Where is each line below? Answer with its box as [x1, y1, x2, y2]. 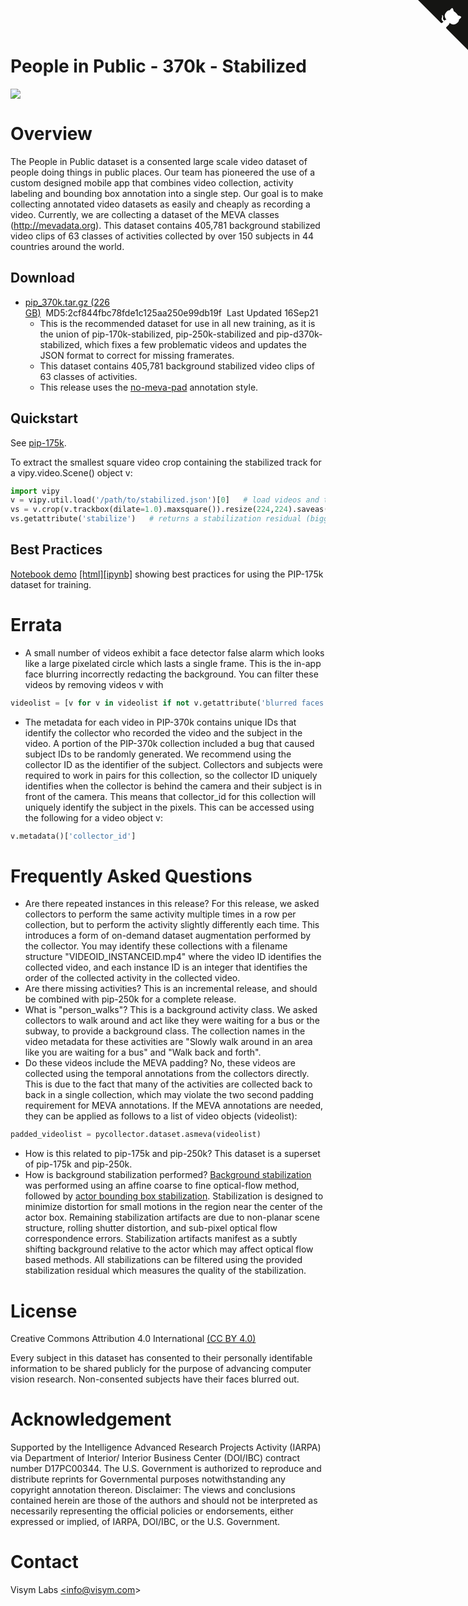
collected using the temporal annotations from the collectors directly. [24, 1068, 310, 1080]
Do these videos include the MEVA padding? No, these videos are [24, 1057, 297, 1069]
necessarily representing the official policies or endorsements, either [10, 1505, 294, 1517]
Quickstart [10, 410, 79, 427]
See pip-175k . [10, 436, 67, 449]
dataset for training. [10, 578, 92, 590]
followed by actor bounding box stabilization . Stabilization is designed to [24, 1190, 324, 1202]
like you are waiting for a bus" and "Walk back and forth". [24, 1046, 262, 1059]
